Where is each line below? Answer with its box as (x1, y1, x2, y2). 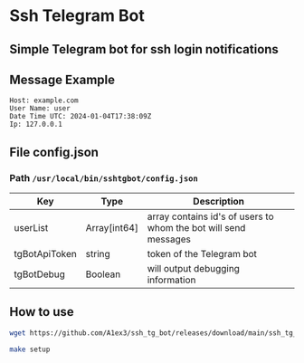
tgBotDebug (14, 268, 66, 281)
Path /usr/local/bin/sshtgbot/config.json (9, 171, 199, 184)
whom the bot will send (147, 222, 246, 234)
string (85, 248, 110, 261)
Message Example (9, 72, 116, 87)
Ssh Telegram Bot (9, 5, 145, 26)
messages (147, 233, 192, 245)
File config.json (9, 144, 100, 159)
